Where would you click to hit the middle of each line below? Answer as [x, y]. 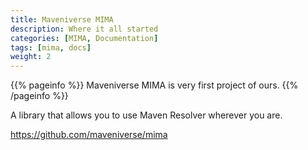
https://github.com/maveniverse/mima [89, 135]
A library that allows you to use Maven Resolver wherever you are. [146, 115]
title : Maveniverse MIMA [62, 19]
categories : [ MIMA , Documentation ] [84, 38]
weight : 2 [31, 57]
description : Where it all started [84, 29]
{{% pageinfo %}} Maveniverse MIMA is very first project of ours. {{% [154, 85]
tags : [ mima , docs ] [51, 47]
